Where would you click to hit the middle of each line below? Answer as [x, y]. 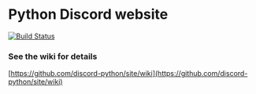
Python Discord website [88, 14]
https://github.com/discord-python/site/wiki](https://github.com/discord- [129, 74]
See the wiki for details [53, 56]
